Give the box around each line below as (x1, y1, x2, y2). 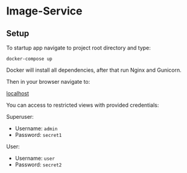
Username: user (14, 155, 55, 162)
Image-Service (6, 4, 83, 18)
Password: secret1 (14, 131, 62, 138)
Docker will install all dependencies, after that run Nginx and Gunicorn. (6, 66, 182, 74)
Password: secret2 (14, 161, 62, 168)
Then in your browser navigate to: (6, 78, 90, 85)
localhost (6, 90, 29, 97)
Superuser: (6, 113, 34, 120)
